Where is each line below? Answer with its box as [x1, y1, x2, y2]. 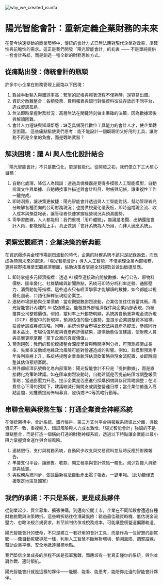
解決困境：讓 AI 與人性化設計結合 [5, 150, 104, 158]
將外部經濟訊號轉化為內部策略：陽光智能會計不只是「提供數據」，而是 [12, 366, 150, 371]
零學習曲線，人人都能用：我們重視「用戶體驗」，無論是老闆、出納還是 [12, 217, 150, 222]
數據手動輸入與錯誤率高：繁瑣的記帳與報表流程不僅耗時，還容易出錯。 [12, 92, 153, 98]
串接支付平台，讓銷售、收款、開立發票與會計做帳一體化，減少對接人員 [12, 460, 153, 466]
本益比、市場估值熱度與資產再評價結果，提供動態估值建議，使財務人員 [16, 329, 157, 335]
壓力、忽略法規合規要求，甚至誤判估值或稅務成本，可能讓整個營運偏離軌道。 [5, 519, 158, 525]
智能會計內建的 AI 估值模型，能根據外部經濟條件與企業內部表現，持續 [16, 305, 155, 311]
